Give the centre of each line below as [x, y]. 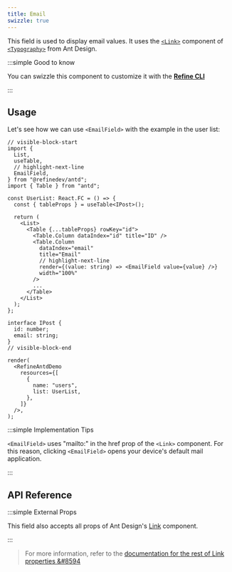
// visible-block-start [43, 142]
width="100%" [58, 274]
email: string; [36, 336]
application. [25, 459]
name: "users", [56, 385]
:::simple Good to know [41, 62]
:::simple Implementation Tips [51, 430]
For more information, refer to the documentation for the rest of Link [125, 553]
